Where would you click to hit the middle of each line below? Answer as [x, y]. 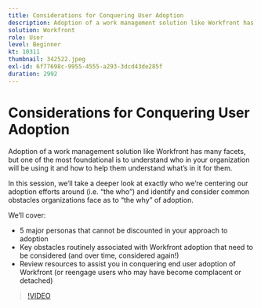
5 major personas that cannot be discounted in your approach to [123, 230]
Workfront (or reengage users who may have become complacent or [130, 272]
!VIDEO [39, 295]
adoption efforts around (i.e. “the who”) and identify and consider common [129, 191]
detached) [36, 280]
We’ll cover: [27, 215]
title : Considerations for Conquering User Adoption [96, 15]
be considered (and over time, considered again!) [99, 255]
